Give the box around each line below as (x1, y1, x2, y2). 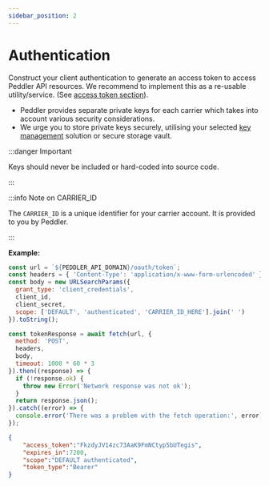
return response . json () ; (15, 397, 98, 405)
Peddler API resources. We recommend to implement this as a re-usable (8, 81, 247, 90)
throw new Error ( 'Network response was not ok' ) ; (22, 382, 192, 390)
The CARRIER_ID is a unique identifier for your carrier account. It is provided (8, 208, 256, 218)
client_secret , (15, 300, 66, 308)
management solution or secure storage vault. (19, 131, 172, 140)
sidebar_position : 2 (8, 11, 78, 20)
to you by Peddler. (8, 217, 69, 227)
